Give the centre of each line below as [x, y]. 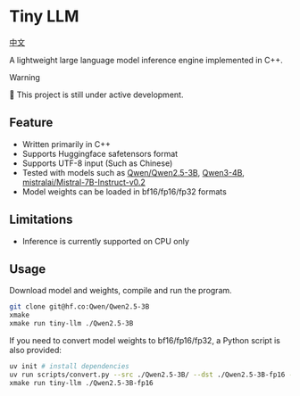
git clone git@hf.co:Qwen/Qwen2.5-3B [79, 307]
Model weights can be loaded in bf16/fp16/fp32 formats [125, 191]
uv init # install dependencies [69, 367]
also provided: [36, 350]
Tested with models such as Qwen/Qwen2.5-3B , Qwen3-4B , [133, 172]
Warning [25, 77]
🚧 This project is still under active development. [96, 95]
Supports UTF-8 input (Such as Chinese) [97, 163]
